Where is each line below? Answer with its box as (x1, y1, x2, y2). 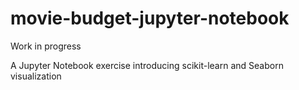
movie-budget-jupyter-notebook (10, 7, 290, 30)
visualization (10, 70, 62, 82)
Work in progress (10, 40, 82, 52)
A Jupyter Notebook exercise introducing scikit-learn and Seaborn (10, 59, 284, 71)
